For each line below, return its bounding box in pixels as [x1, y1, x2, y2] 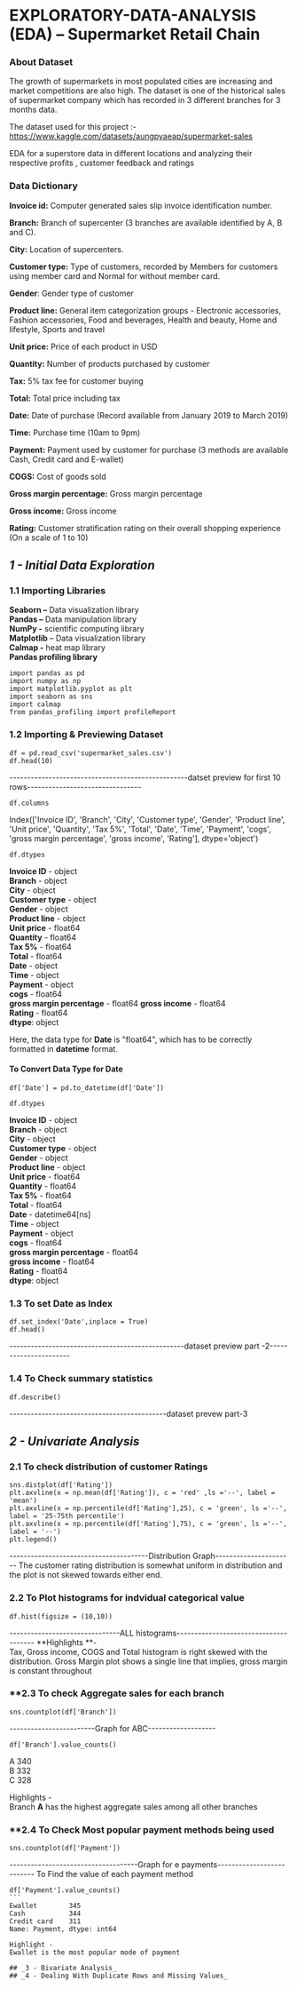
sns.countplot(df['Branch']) [9, 1707, 117, 1716]
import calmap [9, 700, 62, 709]
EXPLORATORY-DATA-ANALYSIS [9, 5, 257, 26]
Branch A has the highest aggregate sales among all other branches [9, 1801, 258, 1812]
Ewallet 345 [9, 1902, 82, 1911]
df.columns [9, 799, 50, 808]
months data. [9, 104, 58, 115]
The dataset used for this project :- [9, 122, 137, 132]
